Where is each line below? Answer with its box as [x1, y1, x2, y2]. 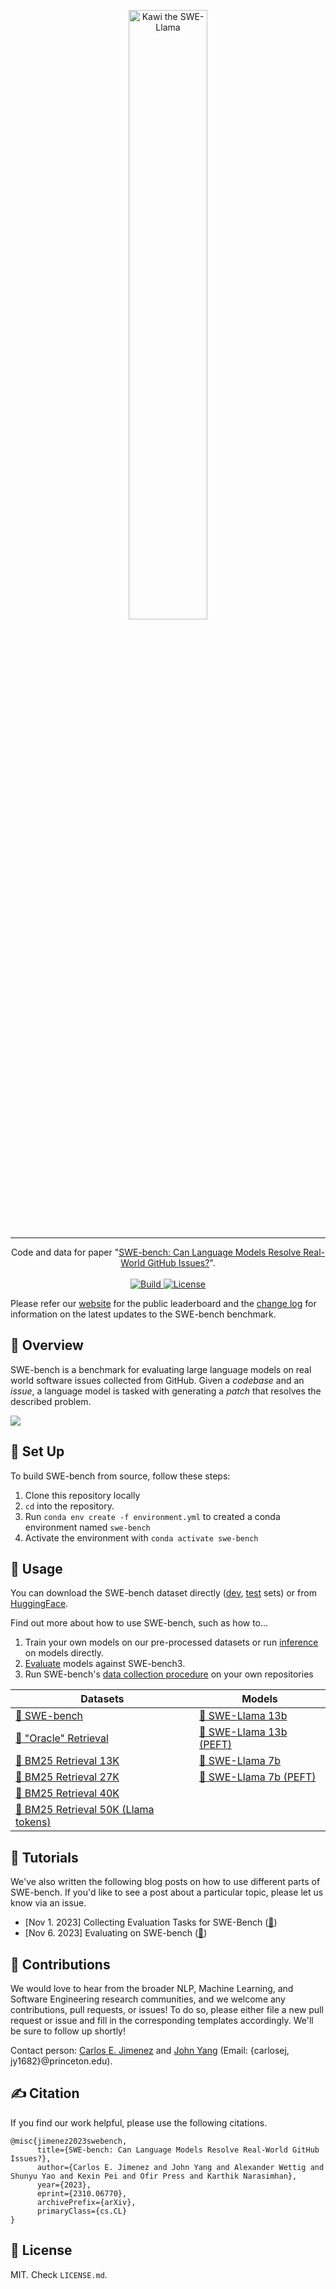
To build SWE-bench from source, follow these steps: [10, 1470, 231, 1482]
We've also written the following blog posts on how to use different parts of [10, 1876, 321, 1888]
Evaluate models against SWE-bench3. [24, 1658, 186, 1670]
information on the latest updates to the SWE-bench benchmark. [10, 1308, 277, 1320]
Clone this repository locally [24, 1489, 141, 1501]
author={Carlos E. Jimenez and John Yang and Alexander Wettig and [36, 2162, 325, 2172]
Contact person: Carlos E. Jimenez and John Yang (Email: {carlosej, [10, 2045, 290, 2057]
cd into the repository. [24, 1500, 115, 1512]
